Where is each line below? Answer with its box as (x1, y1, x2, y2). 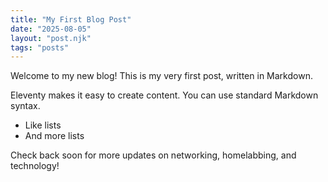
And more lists (24, 130, 85, 142)
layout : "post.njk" (10, 33, 92, 43)
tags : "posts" (10, 42, 70, 53)
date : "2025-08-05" (10, 24, 92, 34)
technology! (10, 160, 60, 172)
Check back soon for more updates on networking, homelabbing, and (10, 149, 297, 161)
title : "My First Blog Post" (10, 14, 132, 25)
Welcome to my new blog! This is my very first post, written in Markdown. (10, 70, 313, 82)
